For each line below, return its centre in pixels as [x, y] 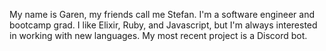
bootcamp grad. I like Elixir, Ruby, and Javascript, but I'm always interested [163, 25]
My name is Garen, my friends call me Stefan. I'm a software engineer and [162, 14]
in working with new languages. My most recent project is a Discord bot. [158, 35]
